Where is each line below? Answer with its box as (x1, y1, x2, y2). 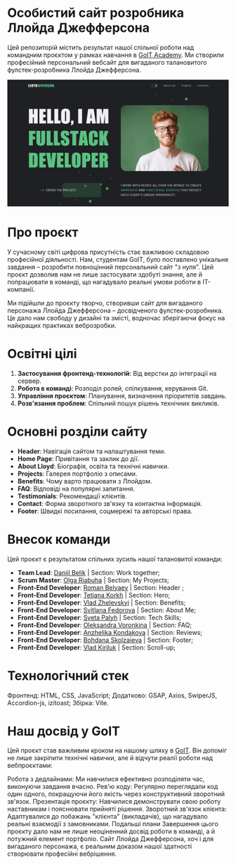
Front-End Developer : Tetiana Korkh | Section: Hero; (17, 591, 171, 599)
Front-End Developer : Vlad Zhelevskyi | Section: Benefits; (17, 598, 186, 607)
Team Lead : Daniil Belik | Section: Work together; (17, 568, 160, 576)
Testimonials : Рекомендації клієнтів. (17, 491, 128, 500)
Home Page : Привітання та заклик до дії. (17, 454, 140, 462)
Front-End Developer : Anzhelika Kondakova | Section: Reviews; (17, 628, 202, 636)
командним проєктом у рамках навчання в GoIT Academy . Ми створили (7, 51, 225, 59)
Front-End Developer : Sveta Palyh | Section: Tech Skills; (17, 613, 181, 621)
